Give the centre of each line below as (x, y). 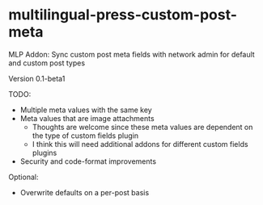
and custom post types (47, 63)
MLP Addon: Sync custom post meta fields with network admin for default (131, 54)
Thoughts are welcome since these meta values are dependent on (142, 127)
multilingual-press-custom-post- (123, 15)
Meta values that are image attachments (87, 118)
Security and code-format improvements (88, 161)
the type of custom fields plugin (85, 136)
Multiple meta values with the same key (86, 110)
